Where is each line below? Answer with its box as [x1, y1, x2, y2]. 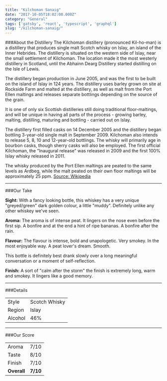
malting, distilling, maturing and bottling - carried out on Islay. [5, 117, 131, 123]
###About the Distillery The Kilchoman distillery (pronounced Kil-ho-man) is [5, 39, 162, 45]
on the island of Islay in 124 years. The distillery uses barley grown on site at [5, 81, 162, 87]
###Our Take [5, 188, 32, 194]
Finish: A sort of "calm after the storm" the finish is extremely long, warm [5, 267, 156, 274]
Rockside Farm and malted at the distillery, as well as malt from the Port [5, 86, 152, 92]
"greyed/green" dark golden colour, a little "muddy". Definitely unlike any [5, 203, 155, 209]
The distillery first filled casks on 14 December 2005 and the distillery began [5, 127, 162, 132]
